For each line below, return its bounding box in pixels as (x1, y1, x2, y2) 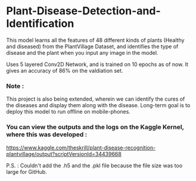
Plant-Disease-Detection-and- (6, 4, 161, 18)
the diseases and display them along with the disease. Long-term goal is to (6, 102, 191, 109)
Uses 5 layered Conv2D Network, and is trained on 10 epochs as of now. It (6, 61, 189, 68)
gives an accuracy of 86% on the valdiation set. (6, 67, 123, 74)
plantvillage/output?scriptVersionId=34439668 (6, 150, 122, 157)
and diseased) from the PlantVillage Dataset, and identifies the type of (6, 43, 179, 50)
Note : (6, 82, 24, 90)
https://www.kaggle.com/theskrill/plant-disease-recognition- (6, 144, 156, 151)
